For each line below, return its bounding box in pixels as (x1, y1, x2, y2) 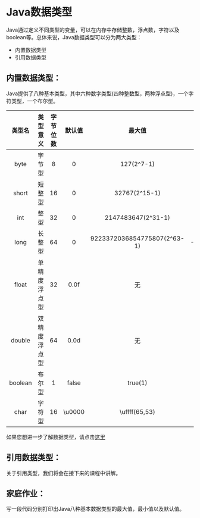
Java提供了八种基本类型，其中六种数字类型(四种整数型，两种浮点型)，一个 (6, 90, 189, 97)
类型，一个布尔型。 (11, 97, 58, 104)
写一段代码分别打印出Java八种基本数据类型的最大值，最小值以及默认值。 (6, 505, 185, 513)
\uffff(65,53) (119, 407, 156, 416)
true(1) (127, 379, 148, 387)
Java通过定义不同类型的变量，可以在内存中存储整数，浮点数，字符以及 (6, 26, 180, 33)
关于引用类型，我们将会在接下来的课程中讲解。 (6, 469, 121, 476)
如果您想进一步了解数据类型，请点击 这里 (6, 433, 105, 441)
